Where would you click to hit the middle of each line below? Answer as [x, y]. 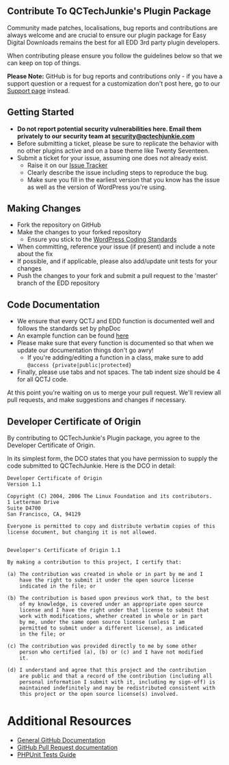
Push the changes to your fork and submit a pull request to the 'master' [117, 276]
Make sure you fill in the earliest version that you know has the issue [123, 179]
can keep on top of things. [44, 63]
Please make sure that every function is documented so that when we [115, 343]
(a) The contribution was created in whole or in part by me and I [105, 575]
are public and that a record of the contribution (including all [116, 676]
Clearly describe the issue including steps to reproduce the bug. [118, 172]
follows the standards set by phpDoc [69, 329]
